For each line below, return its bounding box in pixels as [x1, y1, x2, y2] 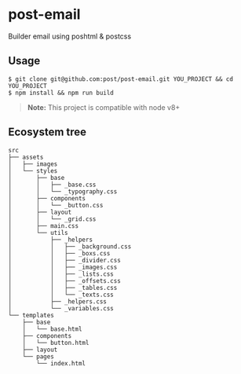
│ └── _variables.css [8, 304, 114, 312]
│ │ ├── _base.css [8, 181, 97, 189]
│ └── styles [8, 167, 58, 174]
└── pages [22, 352, 55, 361]
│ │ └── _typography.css [8, 187, 118, 196]
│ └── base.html [22, 324, 82, 333]
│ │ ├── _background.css [8, 242, 132, 251]
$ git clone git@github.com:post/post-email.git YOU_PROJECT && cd [8, 75, 234, 83]
